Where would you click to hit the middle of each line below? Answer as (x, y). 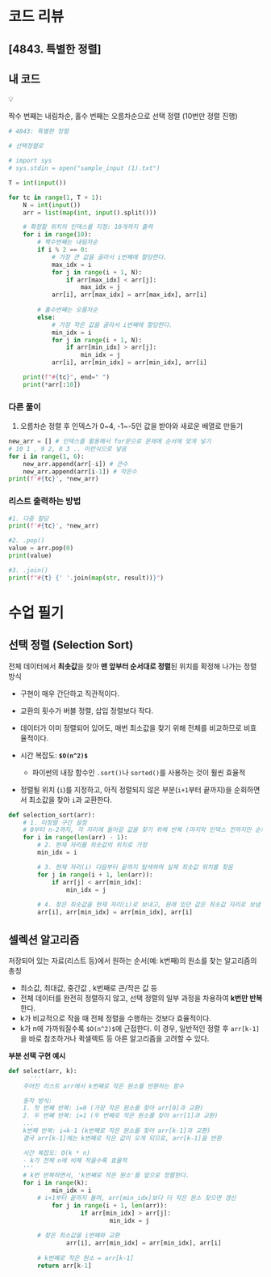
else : (47, 317)
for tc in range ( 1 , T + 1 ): (56, 197)
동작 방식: (38, 1101)
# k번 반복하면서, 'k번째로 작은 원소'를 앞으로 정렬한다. (106, 1175)
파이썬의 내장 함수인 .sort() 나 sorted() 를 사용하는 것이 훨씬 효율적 (139, 772)
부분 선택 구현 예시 (37, 1055)
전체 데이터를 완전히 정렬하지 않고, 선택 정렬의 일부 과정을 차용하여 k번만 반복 (141, 998)
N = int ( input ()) (52, 205)
